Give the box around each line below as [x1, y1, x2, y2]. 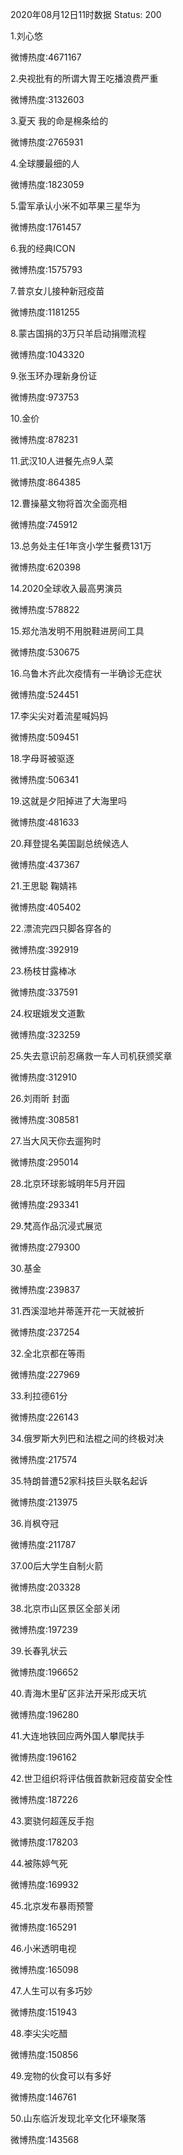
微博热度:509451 [10, 731, 79, 743]
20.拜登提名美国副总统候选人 [10, 838, 130, 849]
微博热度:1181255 [10, 306, 80, 318]
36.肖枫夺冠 [10, 1518, 59, 1529]
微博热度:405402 [10, 901, 82, 913]
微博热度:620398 [10, 561, 82, 573]
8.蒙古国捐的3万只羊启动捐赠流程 [10, 328, 147, 339]
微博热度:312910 [10, 1071, 78, 1083]
